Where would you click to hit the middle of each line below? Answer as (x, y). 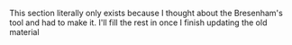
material (24, 32)
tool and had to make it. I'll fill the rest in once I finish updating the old (138, 22)
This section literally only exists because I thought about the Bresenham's (146, 13)
